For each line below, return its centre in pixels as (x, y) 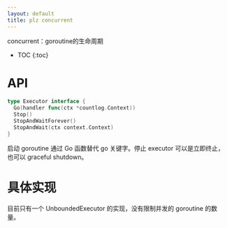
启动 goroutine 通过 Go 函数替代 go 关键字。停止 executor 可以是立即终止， (116, 148)
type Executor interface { (46, 102)
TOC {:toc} (33, 55)
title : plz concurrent (40, 20)
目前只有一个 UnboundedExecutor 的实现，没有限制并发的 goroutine (105, 208)
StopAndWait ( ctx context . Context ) (64, 127)
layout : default (31, 14)
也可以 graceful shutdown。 (47, 157)
